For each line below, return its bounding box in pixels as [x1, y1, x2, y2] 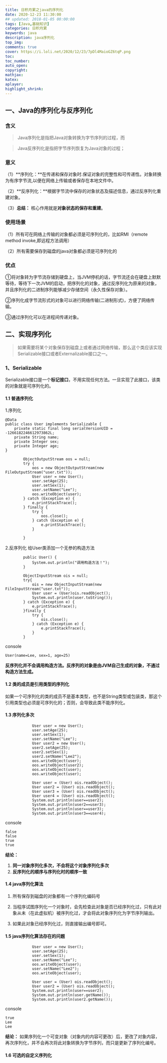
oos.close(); [40, 514, 68, 519]
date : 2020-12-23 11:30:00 [5, 12, 61, 17]
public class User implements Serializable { [5, 422, 101, 427]
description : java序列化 [5, 36, 55, 41]
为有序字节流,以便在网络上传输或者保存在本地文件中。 [5, 178, 116, 184]
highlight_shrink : [5, 86, 43, 92]
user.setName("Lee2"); [31, 966, 79, 971]
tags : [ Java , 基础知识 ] [5, 21, 49, 27]
